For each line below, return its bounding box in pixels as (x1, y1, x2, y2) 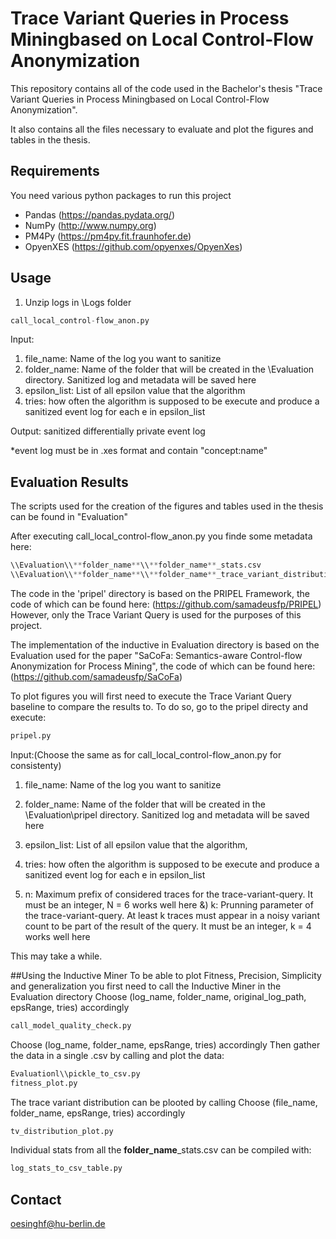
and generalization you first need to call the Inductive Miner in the (10, 980, 282, 992)
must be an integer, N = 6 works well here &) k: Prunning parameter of (24, 898, 314, 911)
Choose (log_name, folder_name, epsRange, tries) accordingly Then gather (10, 1038, 321, 1051)
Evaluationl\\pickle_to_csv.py (10, 1068, 141, 1079)
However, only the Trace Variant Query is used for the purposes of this (10, 609, 302, 621)
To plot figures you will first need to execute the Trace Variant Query (10, 690, 292, 702)
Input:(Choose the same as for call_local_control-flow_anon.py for (10, 748, 282, 761)
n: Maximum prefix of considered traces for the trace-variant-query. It (24, 888, 314, 900)
